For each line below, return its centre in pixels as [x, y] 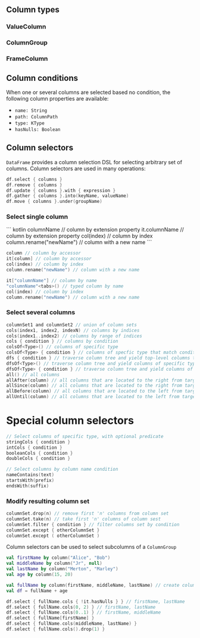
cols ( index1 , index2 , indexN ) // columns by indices [73, 330]
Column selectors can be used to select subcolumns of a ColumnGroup [91, 547]
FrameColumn [27, 59]
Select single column [37, 217]
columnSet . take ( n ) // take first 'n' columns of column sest [84, 519]
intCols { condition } [34, 448]
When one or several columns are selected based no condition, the [88, 92]
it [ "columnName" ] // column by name [51, 280]
